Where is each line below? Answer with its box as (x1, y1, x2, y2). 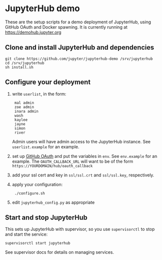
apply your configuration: (12, 181, 63, 187)
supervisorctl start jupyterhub (5, 241, 70, 246)
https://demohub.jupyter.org (5, 29, 62, 35)
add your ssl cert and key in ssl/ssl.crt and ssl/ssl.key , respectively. (12, 172, 154, 178)
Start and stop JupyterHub (5, 213, 88, 222)
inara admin (14, 109, 39, 114)
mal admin (14, 100, 34, 105)
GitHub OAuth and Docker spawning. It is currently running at (5, 24, 128, 30)
